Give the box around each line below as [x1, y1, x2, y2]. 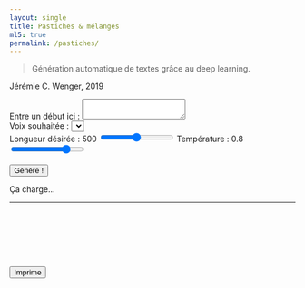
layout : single [9, 13, 67, 23]
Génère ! [14, 166, 44, 176]
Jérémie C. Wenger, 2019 [9, 81, 104, 91]
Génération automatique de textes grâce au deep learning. [31, 63, 251, 74]
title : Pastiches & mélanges [9, 22, 120, 31]
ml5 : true [9, 30, 47, 39]
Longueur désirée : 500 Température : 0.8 [9, 133, 243, 145]
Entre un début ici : [9, 110, 80, 122]
